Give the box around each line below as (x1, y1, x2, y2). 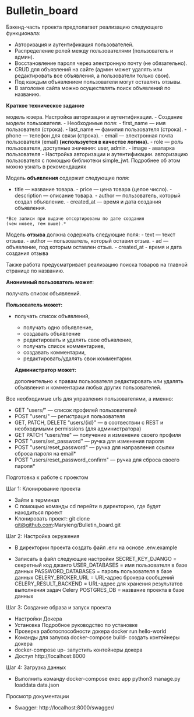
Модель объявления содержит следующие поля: (6, 174, 130, 181)
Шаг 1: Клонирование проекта (6, 485, 81, 492)
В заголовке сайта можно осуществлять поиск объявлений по (14, 84, 171, 91)
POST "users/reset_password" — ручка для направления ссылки (14, 443, 175, 451)
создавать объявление (23, 330, 80, 337)
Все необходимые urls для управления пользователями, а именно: (6, 395, 174, 402)
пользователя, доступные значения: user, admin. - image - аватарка (6, 144, 175, 151)
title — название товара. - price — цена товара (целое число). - (14, 185, 172, 192)
